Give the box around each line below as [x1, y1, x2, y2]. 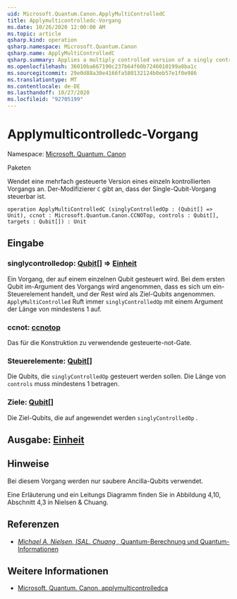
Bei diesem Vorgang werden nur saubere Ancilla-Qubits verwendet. [7, 477, 203, 485]
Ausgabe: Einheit [7, 434, 85, 446]
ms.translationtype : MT [7, 76, 78, 83]
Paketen [7, 163, 32, 172]
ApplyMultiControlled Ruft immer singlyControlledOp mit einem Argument [7, 297, 224, 306]
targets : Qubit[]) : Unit [7, 218, 87, 225]
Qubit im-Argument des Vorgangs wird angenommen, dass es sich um [7, 282, 212, 291]
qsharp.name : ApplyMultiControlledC [7, 50, 115, 57]
